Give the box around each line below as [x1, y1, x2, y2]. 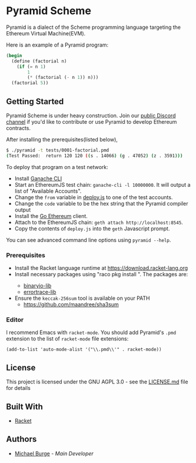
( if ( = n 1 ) [16, 64, 46, 70]
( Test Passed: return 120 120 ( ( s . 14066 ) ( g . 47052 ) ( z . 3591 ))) [6, 153, 183, 158]
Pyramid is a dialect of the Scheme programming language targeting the [6, 24, 181, 31]
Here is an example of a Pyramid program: [6, 41, 109, 48]
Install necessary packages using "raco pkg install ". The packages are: [14, 271, 188, 278]
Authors [6, 434, 37, 444]
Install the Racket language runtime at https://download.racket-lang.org [14, 264, 188, 272]
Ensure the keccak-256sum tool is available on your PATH [14, 295, 150, 302]
